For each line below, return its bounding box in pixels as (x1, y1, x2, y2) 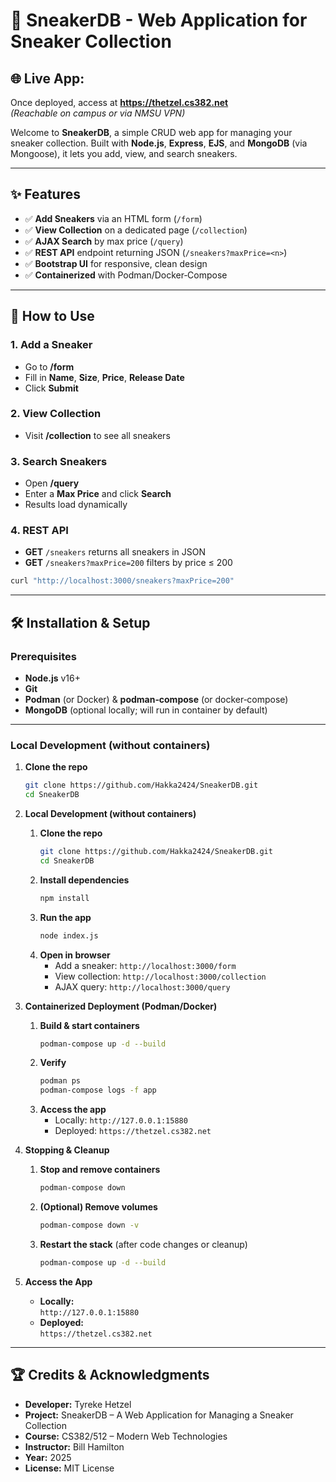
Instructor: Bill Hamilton (24, 1440, 125, 1453)
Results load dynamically (24, 499, 128, 511)
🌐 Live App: (10, 70, 85, 87)
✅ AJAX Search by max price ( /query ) (24, 235, 184, 247)
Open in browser (39, 949, 111, 961)
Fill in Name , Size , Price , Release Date (24, 371, 185, 383)
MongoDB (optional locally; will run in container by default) (24, 704, 268, 716)
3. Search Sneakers (10, 454, 108, 468)
